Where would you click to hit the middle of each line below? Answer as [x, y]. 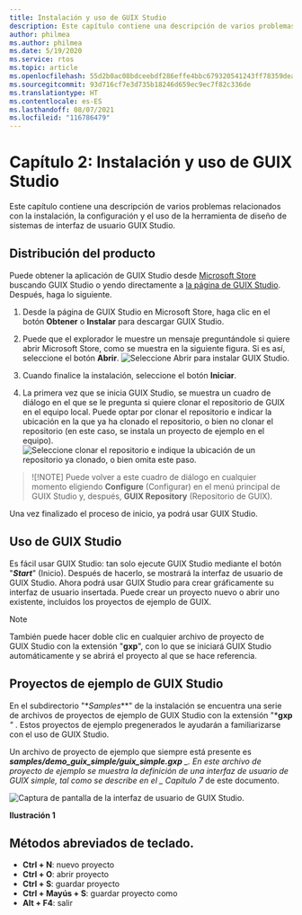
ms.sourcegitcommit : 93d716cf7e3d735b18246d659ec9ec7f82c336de [130, 84]
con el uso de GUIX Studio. [59, 734]
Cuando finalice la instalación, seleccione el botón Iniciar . [129, 375]
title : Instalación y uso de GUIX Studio [88, 18]
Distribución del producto [82, 254]
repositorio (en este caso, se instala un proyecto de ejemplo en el [143, 431]
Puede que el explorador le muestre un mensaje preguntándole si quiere [156, 339]
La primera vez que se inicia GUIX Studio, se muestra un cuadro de [147, 393]
